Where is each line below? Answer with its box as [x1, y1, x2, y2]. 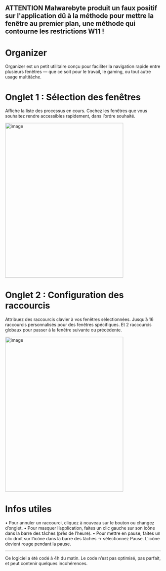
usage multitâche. [5, 74, 42, 80]
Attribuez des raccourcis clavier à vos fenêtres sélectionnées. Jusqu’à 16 [5, 317, 154, 322]
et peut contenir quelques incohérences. [5, 561, 88, 567]
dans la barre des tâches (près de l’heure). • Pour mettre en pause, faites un [5, 530, 161, 536]
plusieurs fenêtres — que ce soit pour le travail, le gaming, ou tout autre [5, 69, 151, 75]
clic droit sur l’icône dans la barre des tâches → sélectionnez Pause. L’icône [5, 536, 160, 542]
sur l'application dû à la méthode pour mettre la [5, 12, 154, 20]
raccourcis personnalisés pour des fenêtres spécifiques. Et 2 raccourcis [5, 322, 152, 328]
